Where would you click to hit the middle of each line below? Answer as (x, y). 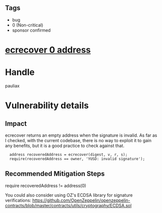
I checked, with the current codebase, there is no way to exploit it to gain (78, 140)
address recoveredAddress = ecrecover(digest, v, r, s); (69, 154)
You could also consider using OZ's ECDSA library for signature (69, 195)
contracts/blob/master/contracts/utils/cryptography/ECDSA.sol (68, 205)
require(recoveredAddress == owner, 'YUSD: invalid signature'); (77, 159)
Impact (16, 123)
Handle (20, 72)
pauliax (12, 85)
